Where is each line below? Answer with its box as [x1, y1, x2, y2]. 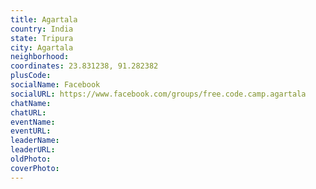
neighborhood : [10, 52, 70, 62]
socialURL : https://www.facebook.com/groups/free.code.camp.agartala [10, 89, 307, 99]
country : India [10, 24, 74, 34]
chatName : [10, 98, 52, 108]
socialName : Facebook [10, 80, 101, 90]
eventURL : [10, 126, 52, 136]
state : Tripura [10, 33, 74, 43]
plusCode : [10, 71, 52, 81]
